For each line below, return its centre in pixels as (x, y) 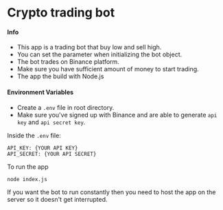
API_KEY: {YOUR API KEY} (43, 148)
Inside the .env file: (34, 135)
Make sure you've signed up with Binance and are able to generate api (117, 115)
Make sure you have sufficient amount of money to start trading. (108, 69)
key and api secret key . (51, 122)
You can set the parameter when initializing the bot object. (99, 55)
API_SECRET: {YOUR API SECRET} (52, 154)
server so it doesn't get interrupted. (57, 199)
